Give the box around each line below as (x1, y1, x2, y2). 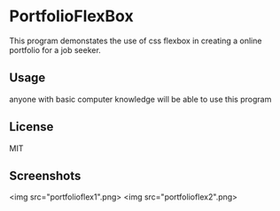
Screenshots (9, 168, 82, 183)
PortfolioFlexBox (9, 6, 135, 26)
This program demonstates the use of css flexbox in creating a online (9, 35, 262, 46)
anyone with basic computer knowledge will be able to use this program (9, 94, 272, 104)
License (9, 119, 54, 134)
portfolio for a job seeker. (9, 44, 102, 55)
